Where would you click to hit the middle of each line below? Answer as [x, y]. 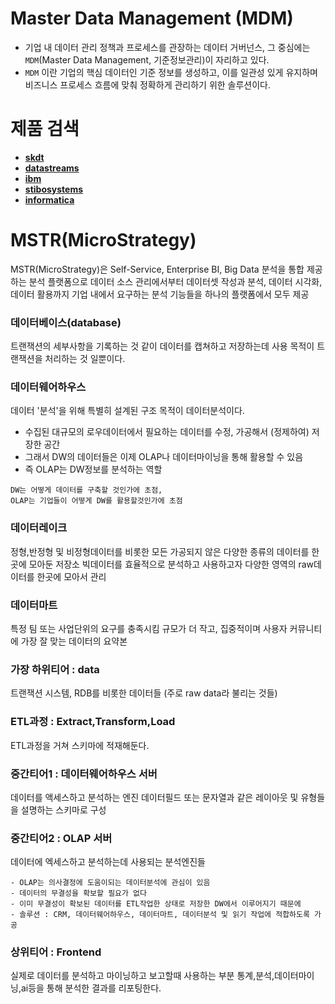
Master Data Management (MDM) [152, 18]
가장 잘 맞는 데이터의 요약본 [74, 641]
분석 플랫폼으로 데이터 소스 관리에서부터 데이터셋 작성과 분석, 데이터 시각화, [175, 281]
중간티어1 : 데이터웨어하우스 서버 [84, 774]
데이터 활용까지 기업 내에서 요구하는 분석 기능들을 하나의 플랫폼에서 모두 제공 [160, 294]
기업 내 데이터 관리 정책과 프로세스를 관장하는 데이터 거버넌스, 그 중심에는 [167, 47]
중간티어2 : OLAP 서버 [61, 838]
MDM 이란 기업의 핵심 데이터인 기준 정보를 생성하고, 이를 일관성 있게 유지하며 [171, 72]
